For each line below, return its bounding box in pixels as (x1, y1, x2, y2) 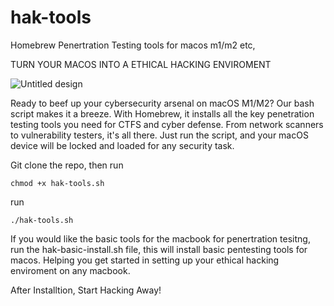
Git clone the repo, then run (10, 159, 124, 171)
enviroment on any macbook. (10, 264, 131, 276)
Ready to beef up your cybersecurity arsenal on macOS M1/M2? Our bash (10, 97, 315, 109)
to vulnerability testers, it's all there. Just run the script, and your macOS (10, 129, 309, 141)
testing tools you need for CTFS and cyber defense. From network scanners (10, 118, 324, 130)
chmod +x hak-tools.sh (10, 178, 105, 188)
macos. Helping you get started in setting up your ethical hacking (10, 254, 280, 266)
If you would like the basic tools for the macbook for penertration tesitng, (10, 232, 311, 245)
